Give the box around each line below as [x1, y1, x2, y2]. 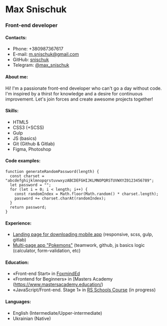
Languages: [5, 298, 32, 305]
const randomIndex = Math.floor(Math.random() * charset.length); [14, 191, 159, 196]
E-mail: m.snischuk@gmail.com [12, 51, 79, 57]
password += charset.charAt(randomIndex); [14, 195, 106, 201]
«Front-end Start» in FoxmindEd [12, 270, 80, 277]
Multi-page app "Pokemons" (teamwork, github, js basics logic [12, 242, 145, 248]
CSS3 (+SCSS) [12, 124, 44, 131]
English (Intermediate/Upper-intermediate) [12, 310, 103, 316]
